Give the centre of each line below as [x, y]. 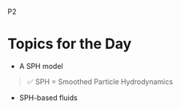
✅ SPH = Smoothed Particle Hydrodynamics [100, 81]
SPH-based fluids [48, 97]
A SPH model [41, 66]
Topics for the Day [70, 44]
